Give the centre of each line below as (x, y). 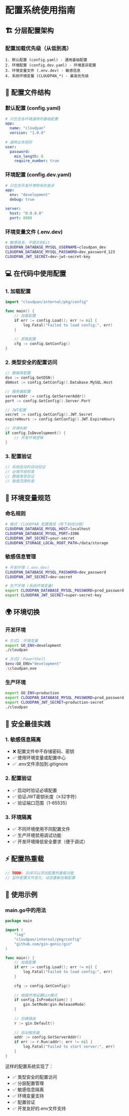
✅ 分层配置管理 (28, 1083)
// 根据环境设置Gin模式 (36, 995)
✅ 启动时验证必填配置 (35, 790)
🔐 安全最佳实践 (28, 724)
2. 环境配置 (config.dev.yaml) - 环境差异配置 (51, 65)
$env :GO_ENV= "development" (33, 664)
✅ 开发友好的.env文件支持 (39, 1108)
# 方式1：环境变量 (22, 641)
